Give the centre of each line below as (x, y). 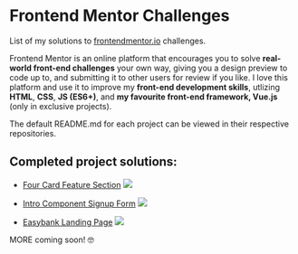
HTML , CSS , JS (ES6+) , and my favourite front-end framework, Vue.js (144, 97)
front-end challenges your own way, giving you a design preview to (160, 68)
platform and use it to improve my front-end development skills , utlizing (145, 87)
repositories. (33, 133)
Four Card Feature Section (72, 184)
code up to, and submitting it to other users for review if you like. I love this (149, 77)
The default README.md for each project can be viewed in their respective (149, 124)
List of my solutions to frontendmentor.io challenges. (108, 41)
